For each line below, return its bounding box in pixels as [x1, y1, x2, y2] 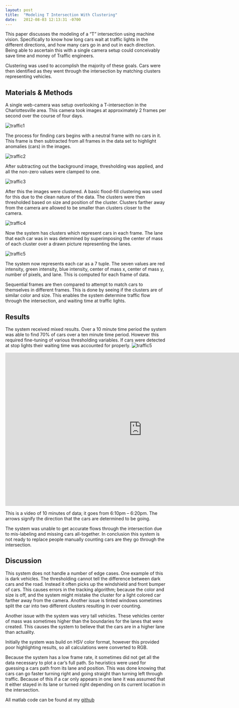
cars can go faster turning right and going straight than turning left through [5, 670, 163, 676]
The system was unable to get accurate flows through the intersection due [5, 526, 162, 532]
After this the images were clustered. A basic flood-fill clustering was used [5, 189, 162, 195]
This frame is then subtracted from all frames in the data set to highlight [5, 138, 157, 144]
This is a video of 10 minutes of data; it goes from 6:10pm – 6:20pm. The [5, 510, 158, 516]
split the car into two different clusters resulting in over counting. [5, 603, 141, 609]
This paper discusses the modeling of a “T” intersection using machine [5, 31, 155, 37]
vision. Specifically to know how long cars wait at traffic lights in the [5, 36, 148, 42]
